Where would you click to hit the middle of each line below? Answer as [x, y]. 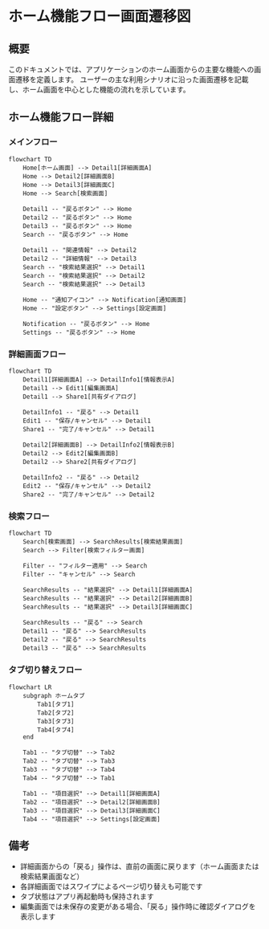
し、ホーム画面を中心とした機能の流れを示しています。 [99, 90]
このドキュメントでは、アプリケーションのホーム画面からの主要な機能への [131, 69]
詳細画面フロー [37, 354]
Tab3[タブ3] [56, 721]
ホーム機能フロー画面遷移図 [100, 16]
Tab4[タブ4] [56, 730]
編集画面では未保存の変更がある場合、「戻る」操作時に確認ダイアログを [138, 907]
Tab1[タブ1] [56, 704]
